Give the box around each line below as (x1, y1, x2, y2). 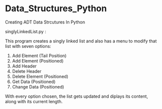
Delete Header (12, 68, 41, 74)
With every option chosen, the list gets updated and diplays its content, (5, 93, 148, 99)
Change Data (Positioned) (12, 84, 64, 89)
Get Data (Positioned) (12, 79, 56, 85)
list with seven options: (5, 43, 51, 49)
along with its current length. (5, 98, 63, 104)
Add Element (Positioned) (12, 58, 64, 64)
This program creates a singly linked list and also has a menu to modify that (5, 38, 157, 44)
